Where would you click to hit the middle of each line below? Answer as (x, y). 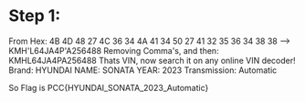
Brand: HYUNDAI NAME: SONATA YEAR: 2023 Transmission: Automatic (143, 70)
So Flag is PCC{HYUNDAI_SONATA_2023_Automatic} (109, 87)
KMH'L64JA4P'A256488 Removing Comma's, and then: (114, 50)
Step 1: (35, 16)
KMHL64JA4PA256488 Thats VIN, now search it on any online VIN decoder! (152, 60)
